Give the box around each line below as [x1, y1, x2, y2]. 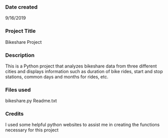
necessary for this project [5, 127, 59, 133]
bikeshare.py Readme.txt [5, 98, 57, 104]
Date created [5, 4, 38, 11]
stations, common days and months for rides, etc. [5, 74, 108, 80]
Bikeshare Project [5, 39, 42, 45]
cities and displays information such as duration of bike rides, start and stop [5, 68, 163, 74]
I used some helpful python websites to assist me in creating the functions [5, 122, 160, 128]
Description [5, 51, 35, 58]
